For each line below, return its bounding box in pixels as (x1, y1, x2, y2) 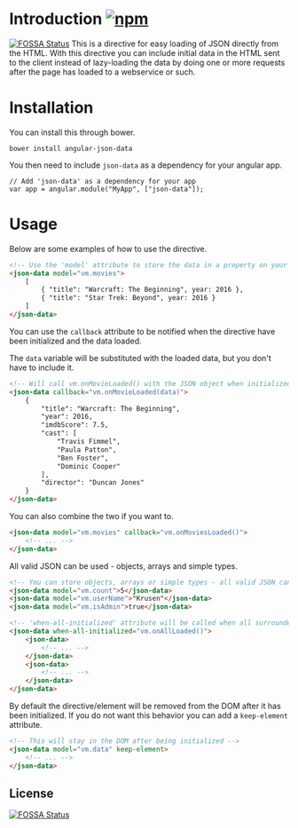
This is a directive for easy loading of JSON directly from (71, 38, 279, 49)
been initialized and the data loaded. (9, 335, 142, 346)
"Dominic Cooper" (56, 461, 122, 470)
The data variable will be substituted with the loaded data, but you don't (9, 352, 272, 363)
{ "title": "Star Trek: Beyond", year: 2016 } (41, 294, 216, 303)
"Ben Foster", (56, 453, 109, 462)
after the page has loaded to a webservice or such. (9, 67, 196, 77)
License (9, 785, 54, 800)
